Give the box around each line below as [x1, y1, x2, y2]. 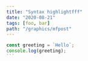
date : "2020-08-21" [6, 14, 56, 21]
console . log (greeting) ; [6, 48, 67, 54]
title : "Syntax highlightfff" [6, 8, 83, 15]
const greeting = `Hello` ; [6, 42, 75, 48]
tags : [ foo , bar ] [6, 20, 50, 26]
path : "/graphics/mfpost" [6, 25, 72, 32]
